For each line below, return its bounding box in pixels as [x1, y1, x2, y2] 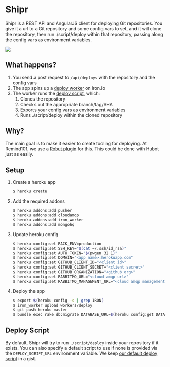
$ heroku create [12, 189, 47, 194]
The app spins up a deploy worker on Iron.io [12, 85, 106, 91]
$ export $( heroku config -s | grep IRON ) [12, 298, 104, 303]
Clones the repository [20, 95, 66, 102]
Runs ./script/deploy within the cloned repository [20, 112, 123, 118]
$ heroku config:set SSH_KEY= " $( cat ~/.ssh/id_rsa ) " [12, 246, 127, 251]
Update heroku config [12, 231, 59, 237]
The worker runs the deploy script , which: [12, 90, 100, 96]
